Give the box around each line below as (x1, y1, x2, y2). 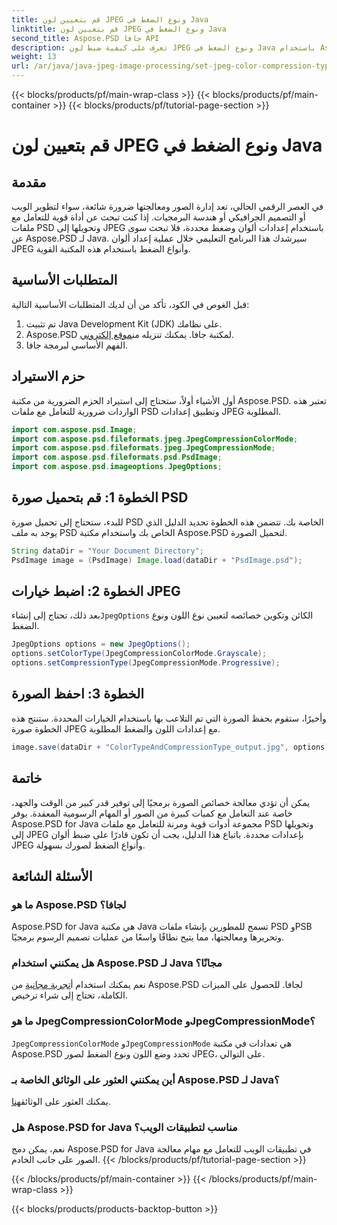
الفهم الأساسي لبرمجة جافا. (25, 339, 129, 351)
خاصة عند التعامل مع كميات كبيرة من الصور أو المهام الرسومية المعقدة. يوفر (11, 807, 293, 819)
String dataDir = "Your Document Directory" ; (11, 546, 204, 556)
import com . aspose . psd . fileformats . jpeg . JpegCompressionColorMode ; (11, 434, 299, 444)
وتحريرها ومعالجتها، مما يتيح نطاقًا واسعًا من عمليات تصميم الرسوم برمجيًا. (11, 931, 285, 943)
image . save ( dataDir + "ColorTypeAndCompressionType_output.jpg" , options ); (11, 742, 334, 752)
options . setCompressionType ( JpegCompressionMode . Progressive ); (11, 658, 281, 668)
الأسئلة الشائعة (11, 867, 93, 885)
